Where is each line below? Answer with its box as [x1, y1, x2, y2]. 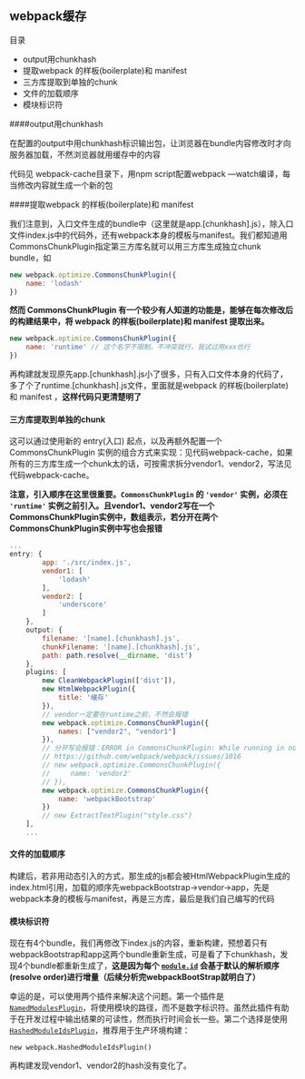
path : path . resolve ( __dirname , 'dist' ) [42, 651, 193, 660]
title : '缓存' [57, 693, 109, 702]
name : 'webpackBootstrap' [57, 794, 156, 803]
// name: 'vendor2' [42, 769, 132, 778]
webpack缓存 [9, 8, 87, 25]
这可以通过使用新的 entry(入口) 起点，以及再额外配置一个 [9, 436, 222, 446]
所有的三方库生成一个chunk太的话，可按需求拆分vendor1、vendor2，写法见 [9, 458, 292, 469]
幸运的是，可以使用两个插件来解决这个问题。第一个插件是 [9, 991, 224, 1002]
